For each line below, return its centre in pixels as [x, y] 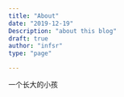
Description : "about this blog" [62, 31]
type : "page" [30, 53]
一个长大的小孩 [33, 84]
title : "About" [34, 16]
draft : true [28, 38]
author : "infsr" [35, 46]
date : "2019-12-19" [41, 23]
